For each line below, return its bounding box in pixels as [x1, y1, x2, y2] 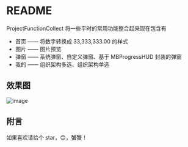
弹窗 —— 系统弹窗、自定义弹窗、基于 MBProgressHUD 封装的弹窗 [15, 53, 182, 60]
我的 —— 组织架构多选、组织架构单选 [15, 61, 110, 68]
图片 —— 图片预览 [15, 45, 62, 53]
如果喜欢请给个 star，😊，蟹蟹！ [6, 134, 87, 141]
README [6, 4, 52, 18]
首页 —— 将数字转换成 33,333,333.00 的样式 [15, 37, 128, 45]
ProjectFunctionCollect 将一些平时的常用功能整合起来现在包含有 [6, 24, 167, 32]
